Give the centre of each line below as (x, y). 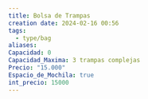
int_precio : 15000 (39, 82)
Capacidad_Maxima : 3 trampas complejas (74, 61)
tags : (17, 30)
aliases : (23, 46)
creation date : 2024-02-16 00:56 (64, 23)
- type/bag (33, 38)
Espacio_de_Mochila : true (51, 75)
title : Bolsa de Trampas (49, 16)
